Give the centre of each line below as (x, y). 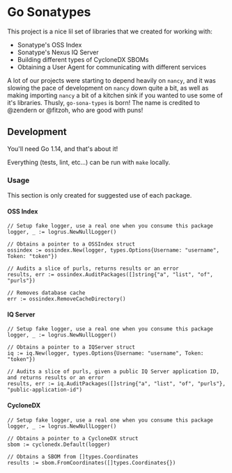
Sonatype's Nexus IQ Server (58, 52)
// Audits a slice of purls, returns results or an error (93, 268)
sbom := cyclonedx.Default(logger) (59, 444)
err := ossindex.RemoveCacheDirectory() (67, 299)
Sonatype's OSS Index (49, 45)
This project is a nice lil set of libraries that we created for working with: (110, 31)
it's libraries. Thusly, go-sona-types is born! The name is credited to (104, 102)
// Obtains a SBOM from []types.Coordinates (73, 456)
